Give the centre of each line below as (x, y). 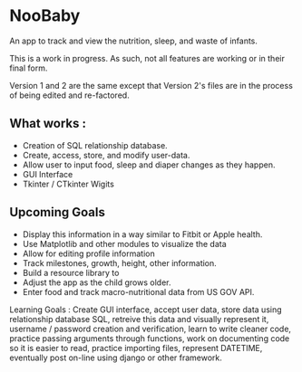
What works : (48, 124)
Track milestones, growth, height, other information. (120, 262)
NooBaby (45, 16)
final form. (29, 68)
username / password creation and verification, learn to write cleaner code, (151, 329)
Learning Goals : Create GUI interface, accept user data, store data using (146, 310)
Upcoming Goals (58, 212)
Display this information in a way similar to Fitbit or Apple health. (142, 234)
